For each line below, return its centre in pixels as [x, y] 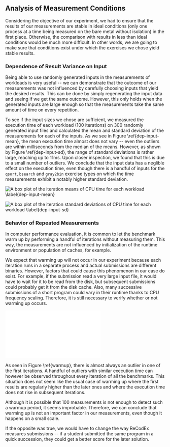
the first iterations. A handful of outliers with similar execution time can [79, 371]
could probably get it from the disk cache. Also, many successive [74, 287]
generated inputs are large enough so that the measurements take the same [84, 104]
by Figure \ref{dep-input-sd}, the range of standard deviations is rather [80, 152]
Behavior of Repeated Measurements [52, 223]
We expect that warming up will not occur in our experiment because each [83, 260]
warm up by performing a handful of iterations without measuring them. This [85, 239]
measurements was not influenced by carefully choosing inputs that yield [82, 88]
